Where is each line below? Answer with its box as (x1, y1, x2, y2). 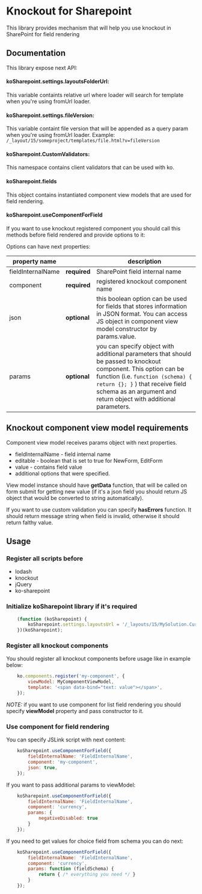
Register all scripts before (6, 554, 84, 562)
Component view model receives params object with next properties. (6, 439, 177, 446)
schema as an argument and (96, 387, 177, 396)
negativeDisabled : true (38, 816, 98, 822)
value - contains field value (14, 463, 82, 471)
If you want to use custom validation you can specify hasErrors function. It (6, 506, 192, 513)
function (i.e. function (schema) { (96, 372, 192, 381)
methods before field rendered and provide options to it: (6, 231, 145, 238)
